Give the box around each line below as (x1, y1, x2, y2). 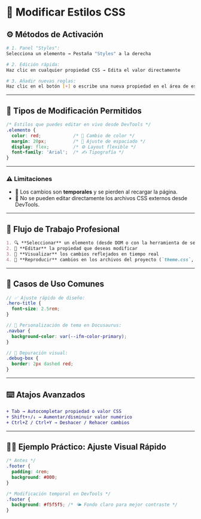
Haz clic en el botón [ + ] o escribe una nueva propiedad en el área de (6, 83, 188, 89)
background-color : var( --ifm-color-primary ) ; (11, 333, 127, 339)
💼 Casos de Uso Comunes (6, 279, 105, 289)
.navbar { (6, 328, 31, 334)
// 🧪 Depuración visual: (6, 350, 68, 356)
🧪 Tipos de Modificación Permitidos (6, 105, 142, 116)
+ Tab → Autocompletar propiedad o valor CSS (6, 408, 121, 414)
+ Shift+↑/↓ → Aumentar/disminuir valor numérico (6, 414, 133, 420)
